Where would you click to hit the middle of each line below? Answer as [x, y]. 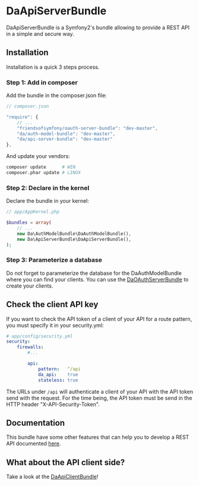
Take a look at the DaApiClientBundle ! [52, 477]
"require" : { [22, 117]
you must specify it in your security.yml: [55, 325]
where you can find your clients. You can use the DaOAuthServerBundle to [97, 279]
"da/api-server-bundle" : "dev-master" [65, 139]
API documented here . [34, 444]
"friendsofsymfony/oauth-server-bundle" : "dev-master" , [88, 128]
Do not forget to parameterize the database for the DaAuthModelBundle [94, 273]
